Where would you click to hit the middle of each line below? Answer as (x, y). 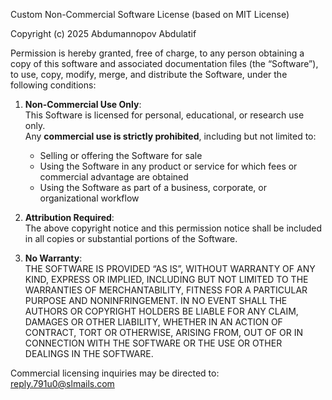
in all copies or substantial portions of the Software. (131, 238)
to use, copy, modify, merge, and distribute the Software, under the (149, 74)
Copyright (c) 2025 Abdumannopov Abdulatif (103, 33)
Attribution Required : (69, 217)
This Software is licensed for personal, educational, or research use (164, 115)
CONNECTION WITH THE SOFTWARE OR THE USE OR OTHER (153, 343)
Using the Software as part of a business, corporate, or (153, 187)
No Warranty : (53, 258)
